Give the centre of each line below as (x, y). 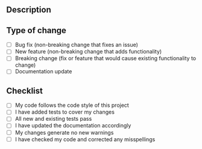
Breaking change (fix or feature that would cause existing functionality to (106, 58)
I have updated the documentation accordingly (73, 126)
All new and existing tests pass (53, 119)
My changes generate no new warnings (64, 132)
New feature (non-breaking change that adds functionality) (88, 52)
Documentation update (43, 71)
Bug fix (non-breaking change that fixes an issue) (77, 45)
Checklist (25, 90)
